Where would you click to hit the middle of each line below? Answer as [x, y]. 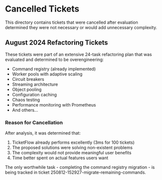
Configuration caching [34, 94]
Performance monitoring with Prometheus [54, 105]
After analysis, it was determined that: [43, 133]
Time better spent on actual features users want [60, 158]
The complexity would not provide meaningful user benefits [72, 153]
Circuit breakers [28, 79]
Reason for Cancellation [34, 122]
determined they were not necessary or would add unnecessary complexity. [81, 27]
